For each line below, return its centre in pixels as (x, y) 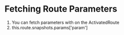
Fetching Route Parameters (61, 9)
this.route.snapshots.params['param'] (50, 27)
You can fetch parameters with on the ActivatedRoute (65, 22)
